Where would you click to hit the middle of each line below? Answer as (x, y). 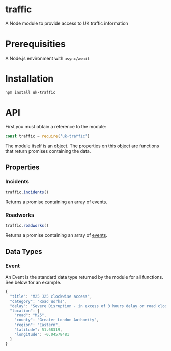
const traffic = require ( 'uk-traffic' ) (48, 136)
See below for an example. (33, 282)
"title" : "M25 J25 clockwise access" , (51, 296)
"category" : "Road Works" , (38, 301)
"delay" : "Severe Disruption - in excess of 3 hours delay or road (83, 306)
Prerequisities (36, 44)
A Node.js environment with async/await (48, 58)
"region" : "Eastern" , (37, 325)
